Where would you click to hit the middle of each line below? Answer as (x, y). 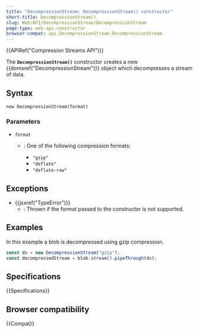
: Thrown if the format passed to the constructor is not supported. (104, 209)
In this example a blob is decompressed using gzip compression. (85, 242)
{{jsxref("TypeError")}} (43, 203)
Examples (25, 227)
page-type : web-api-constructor (46, 28)
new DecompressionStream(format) (47, 106)
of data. (16, 75)
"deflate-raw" (50, 170)
